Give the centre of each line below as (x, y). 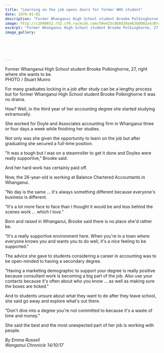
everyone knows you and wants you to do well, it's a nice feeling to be (76, 241)
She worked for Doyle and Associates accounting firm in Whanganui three (80, 124)
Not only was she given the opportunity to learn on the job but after (73, 138)
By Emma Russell (22, 340)
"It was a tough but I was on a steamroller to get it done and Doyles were (78, 153)
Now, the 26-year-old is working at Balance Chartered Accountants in (75, 177)
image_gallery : (20, 32)
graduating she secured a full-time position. (49, 144)
